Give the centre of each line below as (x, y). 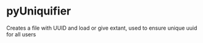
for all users (21, 34)
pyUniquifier (39, 11)
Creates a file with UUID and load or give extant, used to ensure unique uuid (102, 28)
